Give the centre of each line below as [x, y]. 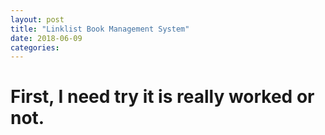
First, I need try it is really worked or [162, 97]
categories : [35, 47]
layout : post [37, 19]
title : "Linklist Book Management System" [100, 29]
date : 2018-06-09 [46, 38]
